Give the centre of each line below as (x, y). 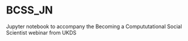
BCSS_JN (29, 10)
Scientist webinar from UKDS (41, 32)
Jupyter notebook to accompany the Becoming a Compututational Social (94, 26)
